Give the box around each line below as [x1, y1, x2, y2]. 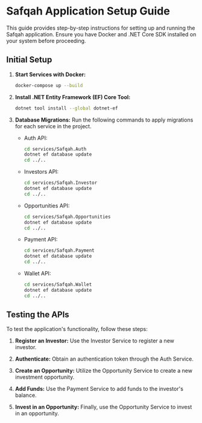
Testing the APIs [6, 310, 69, 320]
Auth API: [24, 134, 48, 142]
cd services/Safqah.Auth [24, 146, 87, 152]
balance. [14, 392, 37, 399]
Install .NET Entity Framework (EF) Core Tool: [14, 93, 131, 100]
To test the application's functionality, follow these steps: [6, 326, 148, 333]
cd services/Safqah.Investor [24, 180, 98, 186]
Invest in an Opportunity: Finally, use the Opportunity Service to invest [14, 404, 192, 411]
